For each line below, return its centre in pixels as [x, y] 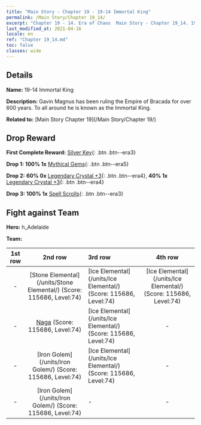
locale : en [20, 34]
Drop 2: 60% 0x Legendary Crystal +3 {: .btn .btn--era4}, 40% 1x [87, 176]
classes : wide [24, 51]
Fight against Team [43, 213]
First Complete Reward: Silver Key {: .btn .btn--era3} [71, 152]
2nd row [55, 258]
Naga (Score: [55, 322]
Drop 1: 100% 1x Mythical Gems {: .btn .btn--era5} [68, 164]
